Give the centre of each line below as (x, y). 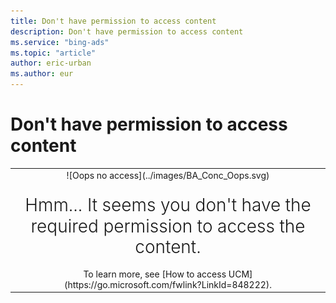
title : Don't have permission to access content (113, 21)
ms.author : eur (42, 74)
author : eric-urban (51, 63)
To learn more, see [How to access (155, 274)
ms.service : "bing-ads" (60, 42)
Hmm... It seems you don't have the (168, 205)
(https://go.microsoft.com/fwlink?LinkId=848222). (168, 284)
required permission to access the (168, 226)
